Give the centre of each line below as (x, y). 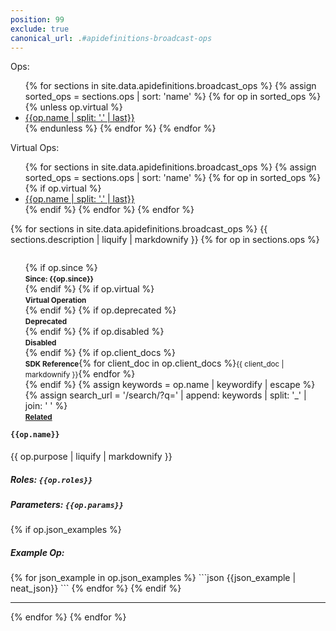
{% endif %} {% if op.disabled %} (94, 332)
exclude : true (40, 29)
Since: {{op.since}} (59, 279)
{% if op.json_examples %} (66, 530)
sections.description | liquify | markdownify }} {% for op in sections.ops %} (165, 240)
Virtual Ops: (35, 148)
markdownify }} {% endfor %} (80, 374)
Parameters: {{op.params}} (67, 504)
